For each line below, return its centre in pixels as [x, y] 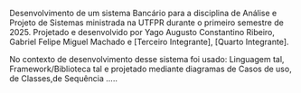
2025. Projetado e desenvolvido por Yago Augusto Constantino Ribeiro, [142, 32]
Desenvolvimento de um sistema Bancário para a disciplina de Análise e [143, 13]
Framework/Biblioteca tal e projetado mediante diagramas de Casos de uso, [150, 69]
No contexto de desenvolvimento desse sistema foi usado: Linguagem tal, [147, 59]
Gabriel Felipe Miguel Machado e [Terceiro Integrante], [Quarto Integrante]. [149, 42]
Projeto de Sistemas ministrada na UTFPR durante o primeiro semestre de [147, 23]
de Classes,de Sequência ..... [63, 79]
